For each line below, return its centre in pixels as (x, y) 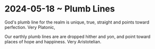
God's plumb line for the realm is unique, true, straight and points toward (77, 22)
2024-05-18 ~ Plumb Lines (60, 9)
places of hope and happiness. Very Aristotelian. (53, 41)
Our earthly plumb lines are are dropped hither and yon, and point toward (77, 37)
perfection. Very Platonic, (30, 27)
